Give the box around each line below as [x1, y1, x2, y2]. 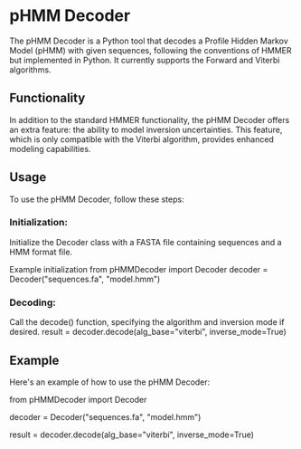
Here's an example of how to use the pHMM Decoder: [9, 377, 211, 387]
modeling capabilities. [9, 143, 91, 154]
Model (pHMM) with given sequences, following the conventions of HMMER [9, 44, 292, 55]
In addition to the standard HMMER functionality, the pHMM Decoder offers [9, 114, 290, 125]
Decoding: [9, 296, 56, 309]
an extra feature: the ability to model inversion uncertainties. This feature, [9, 124, 283, 135]
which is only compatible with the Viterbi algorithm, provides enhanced [9, 133, 274, 145]
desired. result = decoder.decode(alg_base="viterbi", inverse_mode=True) [9, 327, 287, 338]
